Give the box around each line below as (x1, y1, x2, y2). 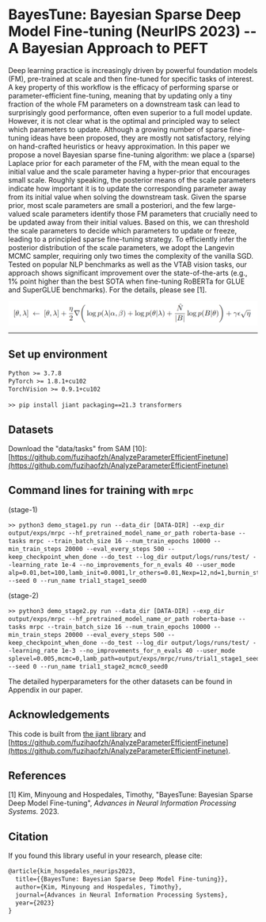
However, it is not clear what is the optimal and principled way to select (8, 116, 241, 125)
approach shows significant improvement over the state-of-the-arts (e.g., (8, 268, 248, 277)
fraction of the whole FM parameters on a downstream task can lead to (8, 99, 240, 109)
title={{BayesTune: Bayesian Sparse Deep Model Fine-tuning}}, (15, 875, 228, 883)
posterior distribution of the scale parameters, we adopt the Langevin (8, 242, 235, 252)
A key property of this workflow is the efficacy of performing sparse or (8, 82, 239, 92)
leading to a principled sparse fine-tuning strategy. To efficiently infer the (8, 234, 247, 244)
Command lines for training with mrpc (8, 484, 194, 497)
